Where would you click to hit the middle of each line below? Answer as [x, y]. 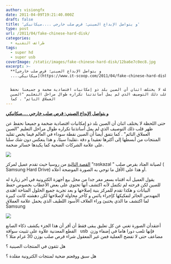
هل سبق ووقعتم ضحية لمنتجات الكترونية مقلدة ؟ [51, 256]
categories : [18, 39]
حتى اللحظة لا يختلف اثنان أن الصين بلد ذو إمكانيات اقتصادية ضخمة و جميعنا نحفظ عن [86, 123]
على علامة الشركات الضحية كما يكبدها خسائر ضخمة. [55, 144]
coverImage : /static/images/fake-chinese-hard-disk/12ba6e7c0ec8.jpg [81, 62]
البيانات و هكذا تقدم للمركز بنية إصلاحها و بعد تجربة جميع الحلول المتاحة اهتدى [78, 190]
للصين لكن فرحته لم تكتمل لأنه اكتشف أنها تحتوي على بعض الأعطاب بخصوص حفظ [83, 184]
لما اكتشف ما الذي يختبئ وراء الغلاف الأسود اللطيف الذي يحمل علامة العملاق [77, 201]
